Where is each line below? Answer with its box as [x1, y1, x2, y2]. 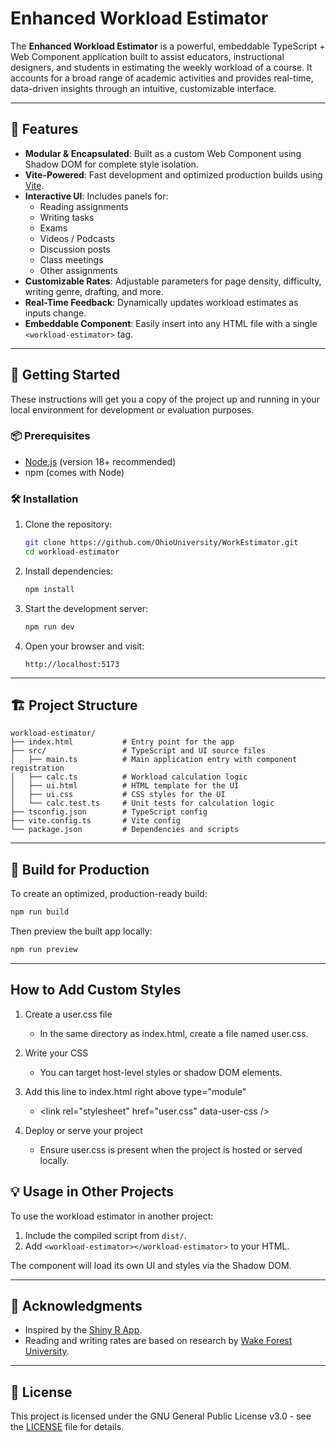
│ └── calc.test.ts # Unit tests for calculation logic [10, 798, 275, 809]
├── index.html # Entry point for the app [10, 737, 235, 747]
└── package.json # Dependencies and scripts [10, 825, 240, 835]
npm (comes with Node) [24, 466, 125, 478]
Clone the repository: [24, 518, 113, 531]
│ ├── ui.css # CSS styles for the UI [10, 790, 226, 800]
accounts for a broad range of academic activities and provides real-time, [10, 72, 314, 84]
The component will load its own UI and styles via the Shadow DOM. [10, 1259, 292, 1271]
